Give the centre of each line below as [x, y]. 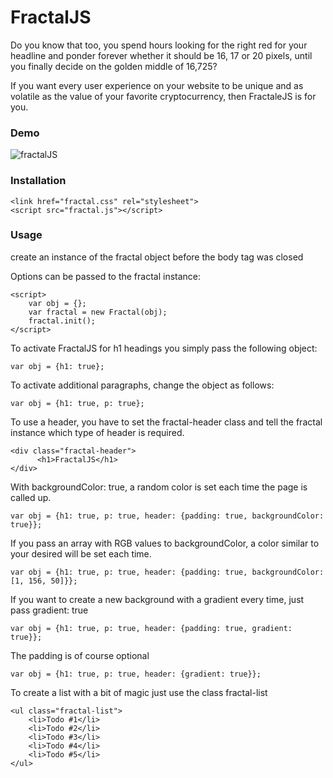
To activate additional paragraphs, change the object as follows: [142, 385]
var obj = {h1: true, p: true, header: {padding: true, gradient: [151, 628]
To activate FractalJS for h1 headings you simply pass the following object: [164, 348]
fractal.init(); [62, 321]
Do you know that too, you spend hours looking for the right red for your [159, 45]
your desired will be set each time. [81, 553]
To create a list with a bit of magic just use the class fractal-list [139, 692]
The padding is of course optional [80, 655]
